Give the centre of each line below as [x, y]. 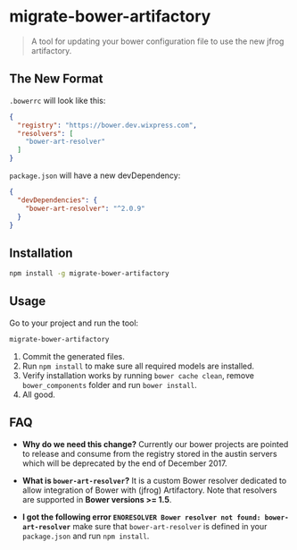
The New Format [56, 79]
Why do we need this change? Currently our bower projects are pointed [155, 444]
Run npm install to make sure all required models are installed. [138, 366]
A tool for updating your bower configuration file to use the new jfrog [157, 41]
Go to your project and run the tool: [74, 323]
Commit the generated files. [73, 356]
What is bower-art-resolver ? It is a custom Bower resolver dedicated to [154, 480]
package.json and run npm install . [86, 536]
